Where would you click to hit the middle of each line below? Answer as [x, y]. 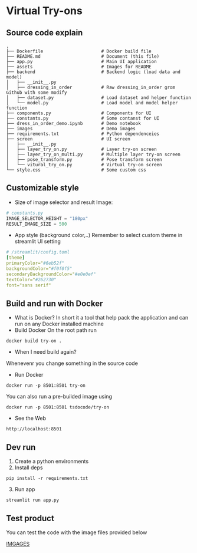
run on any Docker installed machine [59, 324]
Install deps [29, 468]
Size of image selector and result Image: [64, 202]
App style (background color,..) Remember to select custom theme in [98, 235]
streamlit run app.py [33, 500]
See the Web [30, 418]
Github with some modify [37, 93]
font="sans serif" [29, 285]
